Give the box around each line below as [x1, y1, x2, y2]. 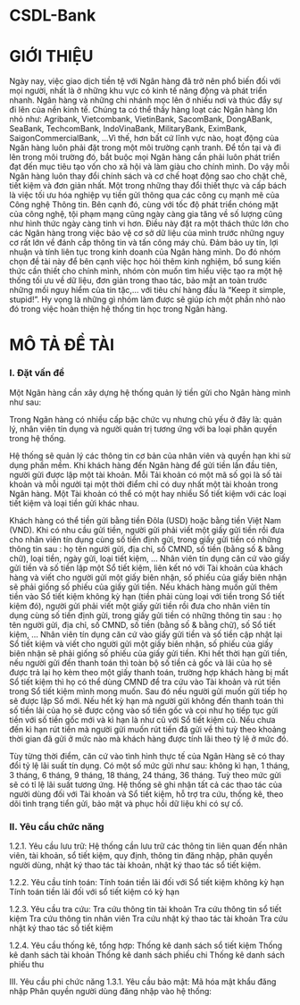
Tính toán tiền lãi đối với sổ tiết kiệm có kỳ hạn [9, 886, 180, 897]
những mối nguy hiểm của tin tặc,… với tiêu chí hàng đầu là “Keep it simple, [9, 285, 286, 296]
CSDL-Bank [9, 5, 96, 26]
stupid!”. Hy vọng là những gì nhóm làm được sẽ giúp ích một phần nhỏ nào [9, 294, 286, 305]
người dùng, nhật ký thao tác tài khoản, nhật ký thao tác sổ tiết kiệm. [9, 859, 262, 870]
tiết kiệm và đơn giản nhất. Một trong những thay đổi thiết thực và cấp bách [9, 180, 287, 191]
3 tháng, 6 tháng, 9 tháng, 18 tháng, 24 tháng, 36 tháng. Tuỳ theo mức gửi [9, 769, 281, 780]
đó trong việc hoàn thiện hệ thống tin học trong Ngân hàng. [9, 304, 228, 314]
